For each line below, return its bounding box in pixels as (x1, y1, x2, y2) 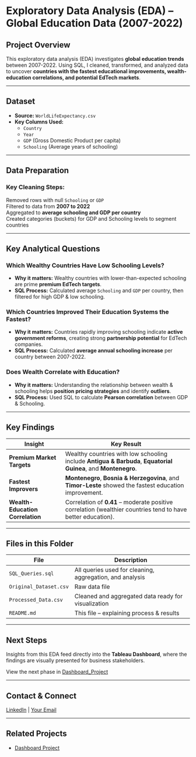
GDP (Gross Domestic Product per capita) (23, 136, 121, 144)
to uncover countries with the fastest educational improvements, (6, 68, 166, 74)
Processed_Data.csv (9, 597, 63, 604)
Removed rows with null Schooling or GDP (6, 196, 104, 203)
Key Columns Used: (14, 118, 64, 125)
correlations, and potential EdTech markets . (32, 74, 141, 81)
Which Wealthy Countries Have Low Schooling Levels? (6, 261, 164, 269)
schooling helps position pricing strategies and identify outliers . (14, 388, 171, 395)
